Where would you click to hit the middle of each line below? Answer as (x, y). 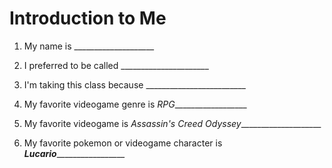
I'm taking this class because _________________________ (134, 84)
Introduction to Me (88, 18)
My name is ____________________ (89, 46)
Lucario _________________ (74, 153)
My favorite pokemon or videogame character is (123, 143)
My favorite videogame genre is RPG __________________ (135, 104)
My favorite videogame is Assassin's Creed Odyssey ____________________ (172, 123)
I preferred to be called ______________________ (116, 65)
